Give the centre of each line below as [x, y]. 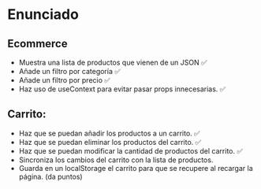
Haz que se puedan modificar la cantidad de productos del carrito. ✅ [131, 150]
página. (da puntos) [51, 176]
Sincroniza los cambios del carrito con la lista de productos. [116, 160]
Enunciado [43, 15]
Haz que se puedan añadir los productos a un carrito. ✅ [109, 133]
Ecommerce [37, 44]
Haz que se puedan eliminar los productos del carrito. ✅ [110, 142]
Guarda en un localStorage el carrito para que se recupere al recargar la [136, 168]
